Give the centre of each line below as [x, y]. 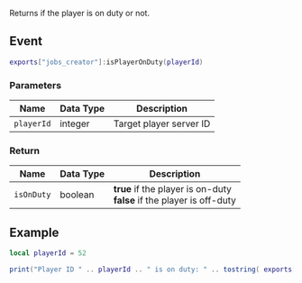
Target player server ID [162, 123]
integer [75, 123]
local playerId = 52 [48, 253]
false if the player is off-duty [175, 200]
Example [34, 232]
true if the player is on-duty [172, 189]
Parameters [35, 85]
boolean [77, 195]
